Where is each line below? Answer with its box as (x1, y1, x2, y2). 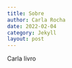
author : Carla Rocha (7, 16, 67, 23)
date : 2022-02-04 (7, 23, 57, 30)
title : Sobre (7, 10, 45, 17)
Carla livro (7, 54, 36, 63)
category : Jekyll (7, 29, 57, 36)
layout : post (7, 36, 45, 43)
